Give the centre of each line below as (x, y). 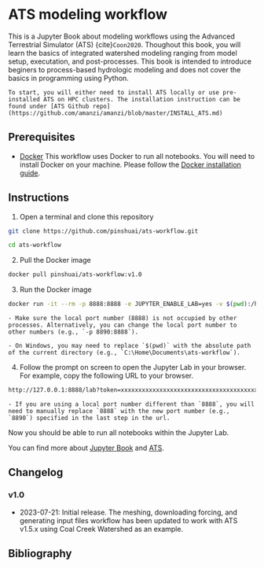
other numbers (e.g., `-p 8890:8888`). (73, 332)
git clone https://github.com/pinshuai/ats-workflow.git (103, 231)
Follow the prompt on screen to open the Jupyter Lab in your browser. (133, 367)
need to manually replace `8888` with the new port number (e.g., (119, 411)
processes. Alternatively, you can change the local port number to (123, 325)
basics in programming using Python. (69, 78)
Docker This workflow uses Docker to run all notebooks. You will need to (137, 156)
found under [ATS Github (49, 106)
